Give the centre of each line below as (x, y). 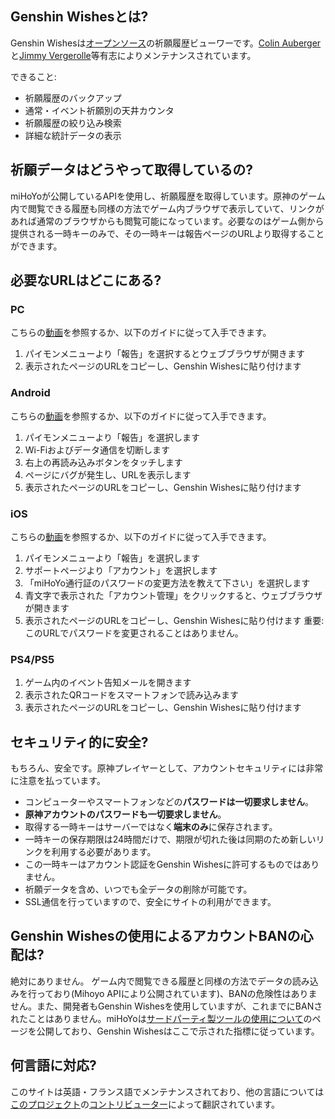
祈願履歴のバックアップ (73, 98)
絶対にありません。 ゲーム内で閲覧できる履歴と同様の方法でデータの (151, 981)
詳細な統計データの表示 (73, 135)
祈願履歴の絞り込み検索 (73, 123)
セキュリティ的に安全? (79, 742)
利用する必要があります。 (104, 852)
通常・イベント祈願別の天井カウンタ (99, 110)
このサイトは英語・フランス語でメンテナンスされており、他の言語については (167, 1091)
